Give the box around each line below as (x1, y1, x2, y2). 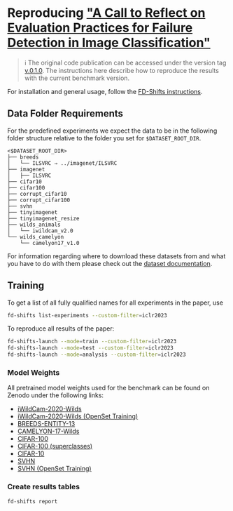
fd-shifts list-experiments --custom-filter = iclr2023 (7, 312, 168, 319)
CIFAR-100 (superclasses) (17, 442, 93, 451)
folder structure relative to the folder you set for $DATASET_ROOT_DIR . (7, 133, 202, 142)
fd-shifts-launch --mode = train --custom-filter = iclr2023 (7, 338, 177, 345)
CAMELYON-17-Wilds (17, 427, 80, 436)
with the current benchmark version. (24, 74, 130, 82)
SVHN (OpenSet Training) (17, 465, 92, 473)
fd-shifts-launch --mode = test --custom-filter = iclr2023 (7, 345, 174, 352)
